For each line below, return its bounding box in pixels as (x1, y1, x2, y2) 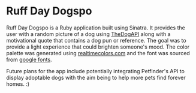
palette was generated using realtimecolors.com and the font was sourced (6, 49, 190, 56)
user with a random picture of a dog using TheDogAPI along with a (6, 30, 171, 37)
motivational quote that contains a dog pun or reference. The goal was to (6, 37, 187, 44)
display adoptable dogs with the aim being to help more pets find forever (6, 74, 186, 81)
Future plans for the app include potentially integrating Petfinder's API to (6, 67, 185, 74)
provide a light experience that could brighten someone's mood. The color (6, 43, 190, 50)
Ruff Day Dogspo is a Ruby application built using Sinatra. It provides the (6, 24, 186, 31)
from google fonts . (6, 56, 52, 63)
